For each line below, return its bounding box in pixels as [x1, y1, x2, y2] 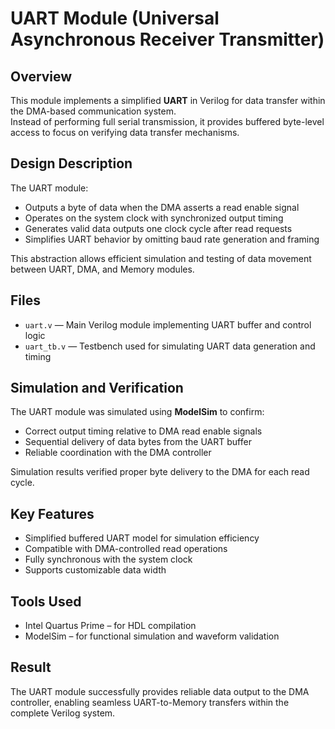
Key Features [10, 505, 95, 522]
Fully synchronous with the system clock [24, 553, 193, 566]
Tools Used [10, 593, 82, 610]
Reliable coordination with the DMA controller [24, 447, 212, 459]
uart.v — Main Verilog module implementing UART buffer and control [24, 318, 312, 331]
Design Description [10, 155, 133, 172]
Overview [10, 68, 73, 85]
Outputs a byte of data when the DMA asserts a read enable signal [24, 201, 300, 213]
